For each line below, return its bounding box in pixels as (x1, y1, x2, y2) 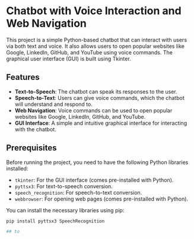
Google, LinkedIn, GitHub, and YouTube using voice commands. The (6, 49, 173, 56)
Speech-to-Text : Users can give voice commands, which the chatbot (14, 94, 185, 101)
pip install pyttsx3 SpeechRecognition (6, 218, 105, 224)
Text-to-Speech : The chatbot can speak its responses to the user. (14, 88, 178, 95)
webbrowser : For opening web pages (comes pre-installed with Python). (14, 195, 189, 202)
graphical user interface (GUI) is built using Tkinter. (6, 55, 132, 62)
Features (6, 72, 40, 82)
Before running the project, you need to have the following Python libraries (6, 159, 189, 166)
